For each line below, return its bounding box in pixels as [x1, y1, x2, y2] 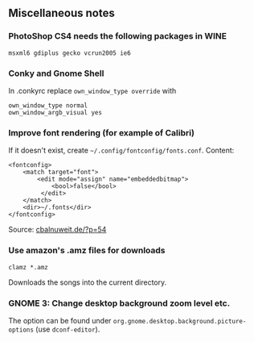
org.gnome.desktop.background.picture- [113, 317, 247, 325]
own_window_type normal [8, 101, 88, 110]
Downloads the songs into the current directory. [8, 277, 167, 287]
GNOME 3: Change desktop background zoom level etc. [8, 298, 231, 309]
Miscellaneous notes [8, 6, 115, 20]
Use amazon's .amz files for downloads [8, 245, 166, 256]
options [8, 326, 35, 334]
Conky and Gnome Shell [8, 68, 104, 79]
